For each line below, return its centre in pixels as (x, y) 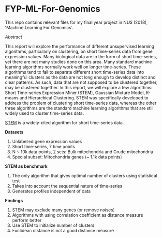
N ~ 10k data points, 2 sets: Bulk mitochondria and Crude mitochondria (82, 152)
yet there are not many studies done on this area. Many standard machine (79, 62)
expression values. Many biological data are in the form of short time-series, (81, 56)
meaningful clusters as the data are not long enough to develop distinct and (80, 77)
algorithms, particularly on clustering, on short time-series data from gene (79, 51)
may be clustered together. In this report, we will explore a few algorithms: (79, 87)
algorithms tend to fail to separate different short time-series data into (74, 72)
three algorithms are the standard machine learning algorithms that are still (79, 108)
